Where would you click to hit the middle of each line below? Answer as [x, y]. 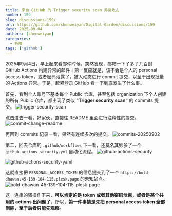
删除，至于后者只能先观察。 [35, 208]
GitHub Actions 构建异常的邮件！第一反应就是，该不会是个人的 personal [81, 70]
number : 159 [18, 15]
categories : [18, 39]
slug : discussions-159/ [31, 20]
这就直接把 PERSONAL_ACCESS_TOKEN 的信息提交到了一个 [62, 172]
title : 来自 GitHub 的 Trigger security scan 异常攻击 [62, 10]
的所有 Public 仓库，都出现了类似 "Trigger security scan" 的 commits [79, 100]
